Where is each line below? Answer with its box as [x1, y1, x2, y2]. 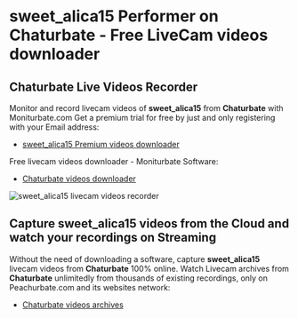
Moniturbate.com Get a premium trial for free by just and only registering [9, 113, 276, 123]
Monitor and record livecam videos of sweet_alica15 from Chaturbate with [9, 103, 284, 113]
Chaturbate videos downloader [21, 173, 136, 184]
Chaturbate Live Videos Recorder [9, 79, 198, 94]
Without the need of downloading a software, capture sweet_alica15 [9, 253, 261, 264]
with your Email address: [9, 122, 100, 132]
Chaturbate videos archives [21, 299, 125, 310]
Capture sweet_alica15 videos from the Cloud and [9, 216, 290, 232]
